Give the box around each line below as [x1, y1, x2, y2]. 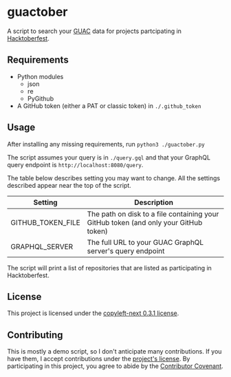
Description [133, 197, 174, 207]
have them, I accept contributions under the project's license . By [7, 355, 190, 363]
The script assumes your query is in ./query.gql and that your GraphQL [7, 153, 211, 162]
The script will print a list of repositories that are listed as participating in [7, 263, 212, 272]
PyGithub [27, 94, 54, 103]
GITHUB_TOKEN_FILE [10, 217, 80, 227]
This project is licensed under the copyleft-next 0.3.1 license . [7, 309, 179, 317]
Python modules [16, 72, 64, 80]
